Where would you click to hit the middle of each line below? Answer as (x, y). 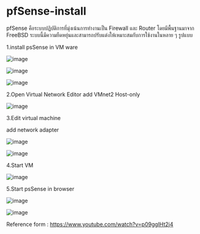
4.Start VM (20, 165)
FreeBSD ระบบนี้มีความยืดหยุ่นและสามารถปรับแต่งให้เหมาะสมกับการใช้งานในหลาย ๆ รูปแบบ (100, 35)
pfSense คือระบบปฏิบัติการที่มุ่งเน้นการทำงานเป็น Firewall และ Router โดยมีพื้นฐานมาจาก (100, 28)
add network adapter (33, 130)
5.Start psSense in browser (40, 189)
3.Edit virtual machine (34, 118)
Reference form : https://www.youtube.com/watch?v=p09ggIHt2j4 (90, 224)
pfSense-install (46, 11)
